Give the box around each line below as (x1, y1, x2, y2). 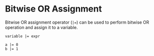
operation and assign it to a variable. (5, 24, 78, 30)
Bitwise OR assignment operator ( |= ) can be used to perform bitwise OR (5, 19, 150, 25)
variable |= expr (5, 34, 40, 39)
